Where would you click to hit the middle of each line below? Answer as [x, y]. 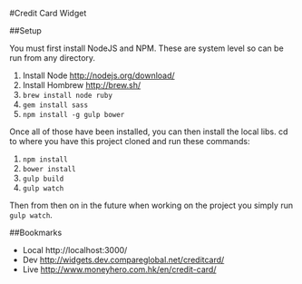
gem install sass [55, 105]
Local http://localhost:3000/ [75, 250]
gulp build [43, 179]
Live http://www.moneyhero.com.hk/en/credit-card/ [119, 269]
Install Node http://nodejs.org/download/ [98, 75]
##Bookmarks [36, 232]
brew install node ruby [68, 95]
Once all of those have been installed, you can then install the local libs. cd [149, 132]
